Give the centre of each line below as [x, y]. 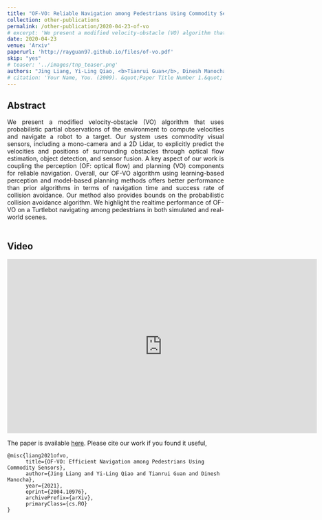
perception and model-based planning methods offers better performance [116, 180]
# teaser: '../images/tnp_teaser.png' [63, 65]
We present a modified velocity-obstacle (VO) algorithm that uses [116, 122]
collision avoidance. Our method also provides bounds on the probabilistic [116, 195]
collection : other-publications [53, 20]
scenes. [36, 217]
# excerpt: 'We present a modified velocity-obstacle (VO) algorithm [109, 33]
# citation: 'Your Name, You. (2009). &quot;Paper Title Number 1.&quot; [115, 77]
